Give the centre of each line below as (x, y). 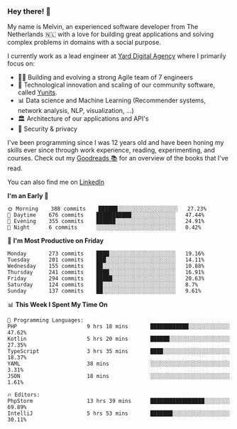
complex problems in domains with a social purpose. (84, 43)
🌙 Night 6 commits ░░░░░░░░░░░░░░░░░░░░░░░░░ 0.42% (104, 228)
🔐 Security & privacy (48, 129)
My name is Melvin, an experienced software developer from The (103, 27)
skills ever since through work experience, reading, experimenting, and (111, 150)
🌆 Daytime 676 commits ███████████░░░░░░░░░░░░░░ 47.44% (106, 215)
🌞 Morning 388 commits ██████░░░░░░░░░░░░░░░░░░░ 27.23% (107, 209)
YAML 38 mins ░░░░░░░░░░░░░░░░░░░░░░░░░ (119, 364)
